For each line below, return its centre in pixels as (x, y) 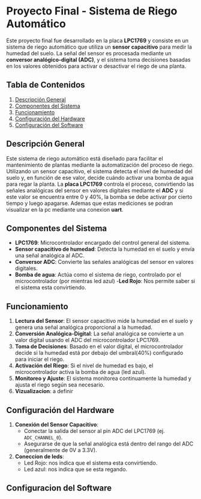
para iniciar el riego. (40, 360)
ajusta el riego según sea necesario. (60, 385)
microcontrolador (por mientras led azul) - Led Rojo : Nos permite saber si (105, 281)
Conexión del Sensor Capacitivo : (57, 424)
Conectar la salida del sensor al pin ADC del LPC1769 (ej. (94, 431)
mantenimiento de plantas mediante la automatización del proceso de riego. (100, 165)
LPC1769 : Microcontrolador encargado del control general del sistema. (103, 243)
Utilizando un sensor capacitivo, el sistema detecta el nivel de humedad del (100, 171)
